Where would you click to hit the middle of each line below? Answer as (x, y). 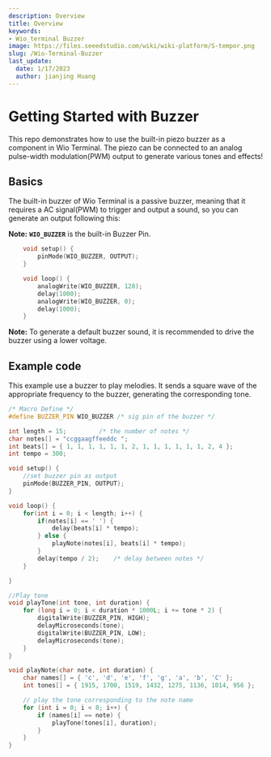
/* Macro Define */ (41, 409)
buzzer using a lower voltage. (58, 341)
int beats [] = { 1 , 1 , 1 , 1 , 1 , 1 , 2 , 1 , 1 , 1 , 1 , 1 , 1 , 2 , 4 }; (121, 446)
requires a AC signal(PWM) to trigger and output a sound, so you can (123, 210)
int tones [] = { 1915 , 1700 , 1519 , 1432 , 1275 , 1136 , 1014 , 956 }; (139, 686)
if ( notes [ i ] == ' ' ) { (76, 521)
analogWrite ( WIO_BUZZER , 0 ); (87, 301)
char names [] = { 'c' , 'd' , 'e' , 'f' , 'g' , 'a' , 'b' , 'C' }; (128, 678)
